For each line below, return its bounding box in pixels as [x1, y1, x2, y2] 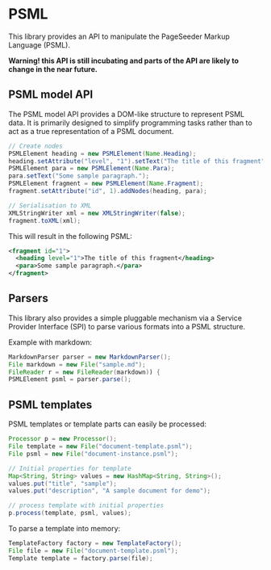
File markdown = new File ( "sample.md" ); [8, 360, 147, 368]
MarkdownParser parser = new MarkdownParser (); [8, 353, 172, 361]
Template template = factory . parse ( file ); [8, 554, 153, 562]
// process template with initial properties [8, 501, 164, 509]
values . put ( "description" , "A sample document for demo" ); [8, 487, 211, 495]
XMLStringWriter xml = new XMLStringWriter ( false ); [8, 209, 186, 217]
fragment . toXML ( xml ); [8, 216, 81, 224]
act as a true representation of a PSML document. [8, 126, 174, 136]
